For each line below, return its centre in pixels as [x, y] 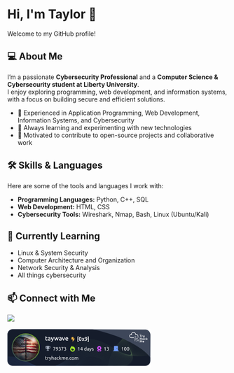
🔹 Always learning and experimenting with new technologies [104, 127]
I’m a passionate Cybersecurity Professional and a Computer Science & [113, 77]
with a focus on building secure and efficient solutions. [87, 99]
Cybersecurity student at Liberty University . [73, 84]
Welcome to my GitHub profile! [51, 34]
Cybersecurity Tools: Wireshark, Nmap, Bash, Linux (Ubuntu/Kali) [113, 214]
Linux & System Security [53, 253]
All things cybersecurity [51, 275]
